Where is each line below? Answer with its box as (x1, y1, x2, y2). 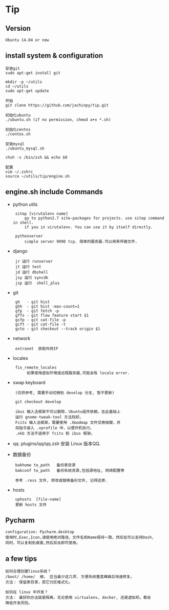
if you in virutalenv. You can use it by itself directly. (24, 224, 153, 230)
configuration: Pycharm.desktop (5, 530, 74, 535)
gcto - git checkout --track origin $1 (15, 326, 100, 331)
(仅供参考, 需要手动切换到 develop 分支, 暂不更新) (15, 390, 115, 395)
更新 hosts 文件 (15, 502, 47, 507)
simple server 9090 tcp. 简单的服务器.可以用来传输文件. (24, 239, 138, 244)
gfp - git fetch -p (15, 308, 59, 313)
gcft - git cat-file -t (15, 321, 66, 327)
